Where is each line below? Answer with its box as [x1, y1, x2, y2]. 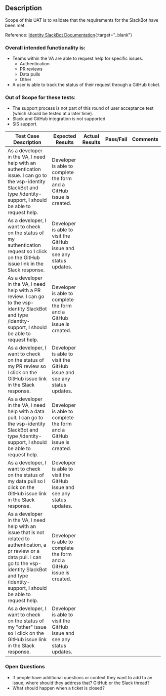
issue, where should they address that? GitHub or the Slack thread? [12, 680, 150, 686]
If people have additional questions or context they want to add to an [12, 674, 153, 680]
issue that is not [7, 529, 44, 536]
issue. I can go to [7, 172, 47, 179]
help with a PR [7, 287, 41, 294]
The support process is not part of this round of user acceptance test [12, 105, 154, 111]
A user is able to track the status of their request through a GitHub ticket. [12, 82, 161, 88]
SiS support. [12, 121, 38, 127]
